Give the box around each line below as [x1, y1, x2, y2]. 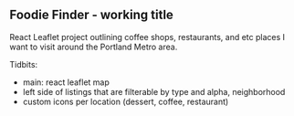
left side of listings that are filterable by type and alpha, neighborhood [22, 86, 286, 97]
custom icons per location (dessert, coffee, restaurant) [22, 96, 229, 107]
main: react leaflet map [22, 77, 110, 88]
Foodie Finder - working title [9, 7, 173, 23]
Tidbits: [9, 58, 38, 69]
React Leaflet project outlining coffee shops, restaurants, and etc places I [9, 31, 286, 42]
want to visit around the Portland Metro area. [9, 41, 178, 52]
